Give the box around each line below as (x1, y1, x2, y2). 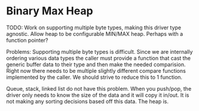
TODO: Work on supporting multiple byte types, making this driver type (6, 24, 182, 31)
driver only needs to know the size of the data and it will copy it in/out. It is (6, 91, 189, 98)
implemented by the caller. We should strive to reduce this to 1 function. (6, 73, 183, 81)
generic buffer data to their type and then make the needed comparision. (6, 61, 186, 68)
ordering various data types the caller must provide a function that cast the (6, 54, 191, 61)
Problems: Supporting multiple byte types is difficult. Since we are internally (6, 48, 193, 55)
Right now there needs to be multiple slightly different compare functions (6, 67, 186, 74)
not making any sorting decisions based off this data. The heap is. (6, 97, 169, 105)
